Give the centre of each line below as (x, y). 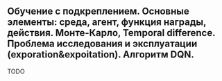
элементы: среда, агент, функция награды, (107, 22)
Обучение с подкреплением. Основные (98, 11)
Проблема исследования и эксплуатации (102, 44)
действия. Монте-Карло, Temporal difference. (111, 33)
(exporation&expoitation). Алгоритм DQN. (101, 55)
